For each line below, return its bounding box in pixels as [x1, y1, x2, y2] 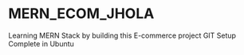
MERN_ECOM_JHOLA [8, 5, 155, 23]
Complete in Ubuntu [8, 38, 74, 48]
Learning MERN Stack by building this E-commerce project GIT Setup [8, 31, 237, 40]
